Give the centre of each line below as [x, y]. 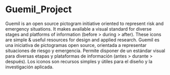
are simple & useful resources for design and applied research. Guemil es [82, 40]
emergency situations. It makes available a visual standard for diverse [79, 29]
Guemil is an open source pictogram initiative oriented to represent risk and [84, 23]
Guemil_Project [39, 9]
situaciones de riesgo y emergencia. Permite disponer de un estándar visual [85, 51]
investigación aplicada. [29, 67]
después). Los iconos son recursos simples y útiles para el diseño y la [79, 61]
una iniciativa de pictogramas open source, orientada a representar [76, 45]
